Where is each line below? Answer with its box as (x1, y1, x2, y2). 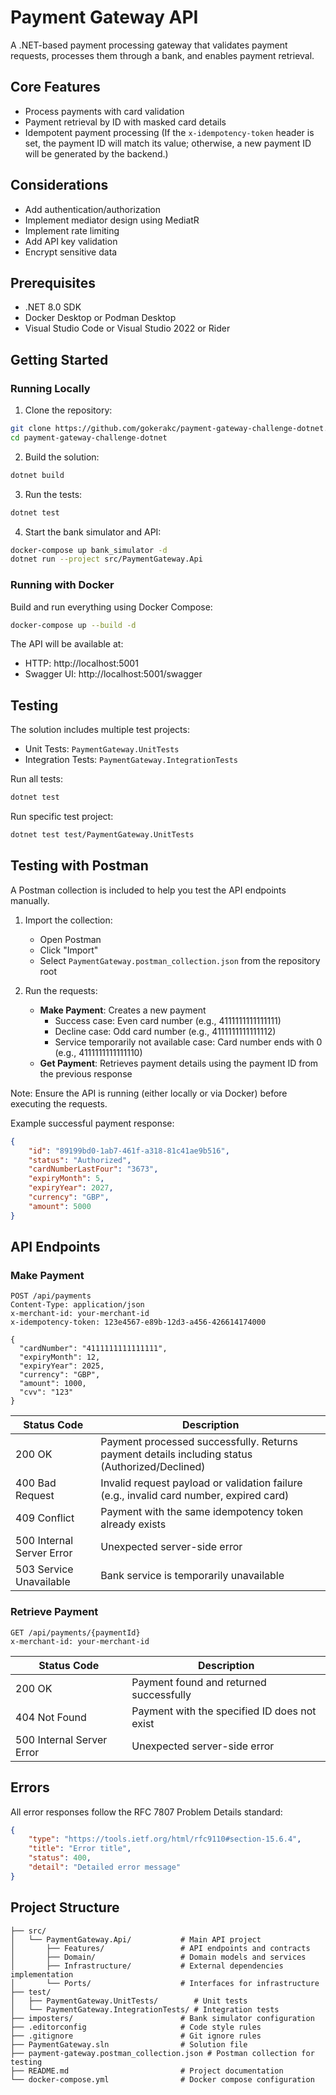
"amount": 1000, (19, 1379, 87, 1389)
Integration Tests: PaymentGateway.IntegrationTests (24, 754, 238, 766)
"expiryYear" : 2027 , (28, 1183, 114, 1193)
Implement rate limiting (24, 224, 120, 236)
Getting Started (10, 351, 109, 368)
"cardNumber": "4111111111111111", (19, 1344, 168, 1354)
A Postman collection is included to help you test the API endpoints (10, 884, 287, 896)
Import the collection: (24, 914, 113, 926)
